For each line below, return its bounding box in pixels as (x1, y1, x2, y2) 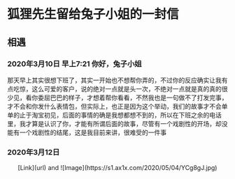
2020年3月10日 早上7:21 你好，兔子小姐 (7, 59, 142, 68)
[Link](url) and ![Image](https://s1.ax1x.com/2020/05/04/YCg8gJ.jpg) (17, 164, 218, 172)
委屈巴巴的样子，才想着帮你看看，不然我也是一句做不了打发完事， (37, 93, 228, 102)
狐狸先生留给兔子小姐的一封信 (7, 6, 180, 22)
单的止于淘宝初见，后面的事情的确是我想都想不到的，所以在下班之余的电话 (7, 111, 222, 119)
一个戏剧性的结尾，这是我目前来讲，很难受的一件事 (19, 128, 166, 137)
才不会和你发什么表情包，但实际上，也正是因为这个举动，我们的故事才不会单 (7, 102, 228, 110)
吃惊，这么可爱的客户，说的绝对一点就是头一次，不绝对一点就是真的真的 (13, 84, 222, 93)
